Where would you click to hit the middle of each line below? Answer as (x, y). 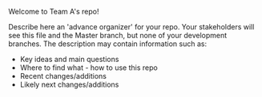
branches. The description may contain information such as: (107, 44)
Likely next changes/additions (69, 84)
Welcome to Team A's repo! (54, 12)
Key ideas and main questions (69, 59)
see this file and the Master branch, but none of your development (118, 35)
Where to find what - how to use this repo (89, 68)
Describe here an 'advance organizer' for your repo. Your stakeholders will (131, 27)
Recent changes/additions (63, 76)
